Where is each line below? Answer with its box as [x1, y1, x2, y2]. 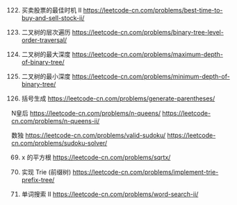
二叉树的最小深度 [21, 72, 71, 80]
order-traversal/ [21, 36, 67, 44]
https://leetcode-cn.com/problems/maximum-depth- [72, 51, 223, 58]
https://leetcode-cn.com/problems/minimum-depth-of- [72, 72, 230, 80]
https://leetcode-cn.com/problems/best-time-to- [83, 6, 223, 14]
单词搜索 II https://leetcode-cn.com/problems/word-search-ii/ [21, 190, 199, 198]
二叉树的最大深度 [21, 51, 71, 58]
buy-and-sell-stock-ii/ [21, 14, 85, 22]
